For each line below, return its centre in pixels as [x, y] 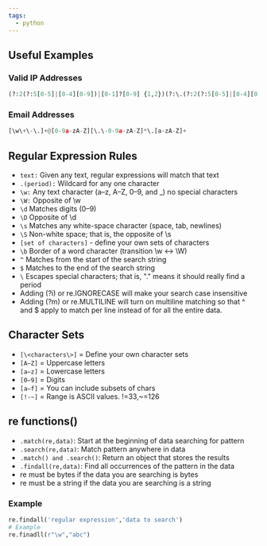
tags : [17, 15]
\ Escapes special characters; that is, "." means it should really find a [132, 277]
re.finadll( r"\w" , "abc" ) [49, 534]
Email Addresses [41, 114]
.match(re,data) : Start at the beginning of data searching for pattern [132, 440]
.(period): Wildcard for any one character [90, 184]
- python [30, 23]
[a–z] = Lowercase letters [62, 371]
